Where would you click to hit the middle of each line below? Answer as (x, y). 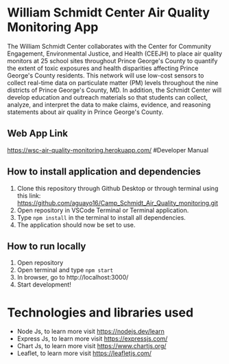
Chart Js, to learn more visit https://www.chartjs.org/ (92, 346)
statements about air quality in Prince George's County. (85, 112)
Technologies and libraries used (100, 312)
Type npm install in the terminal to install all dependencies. (101, 217)
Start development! (44, 285)
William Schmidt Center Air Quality (109, 13)
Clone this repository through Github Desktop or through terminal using (118, 188)
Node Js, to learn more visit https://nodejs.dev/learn (91, 332)
